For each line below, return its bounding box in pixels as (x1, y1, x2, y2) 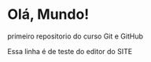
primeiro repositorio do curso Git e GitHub (7, 31, 143, 41)
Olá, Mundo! (7, 5, 90, 24)
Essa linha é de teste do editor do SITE (7, 46, 133, 56)
